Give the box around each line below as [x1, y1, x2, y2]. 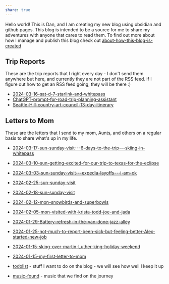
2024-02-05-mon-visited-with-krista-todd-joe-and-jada [12, 209, 130, 215]
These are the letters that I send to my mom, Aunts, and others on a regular [5, 130, 161, 136]
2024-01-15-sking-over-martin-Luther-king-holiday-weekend [12, 244, 140, 250]
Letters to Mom [5, 117, 54, 125]
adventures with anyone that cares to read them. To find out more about [5, 32, 155, 38]
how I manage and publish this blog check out [5, 37, 101, 43]
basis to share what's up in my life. [5, 135, 77, 141]
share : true [5, 7, 30, 13]
